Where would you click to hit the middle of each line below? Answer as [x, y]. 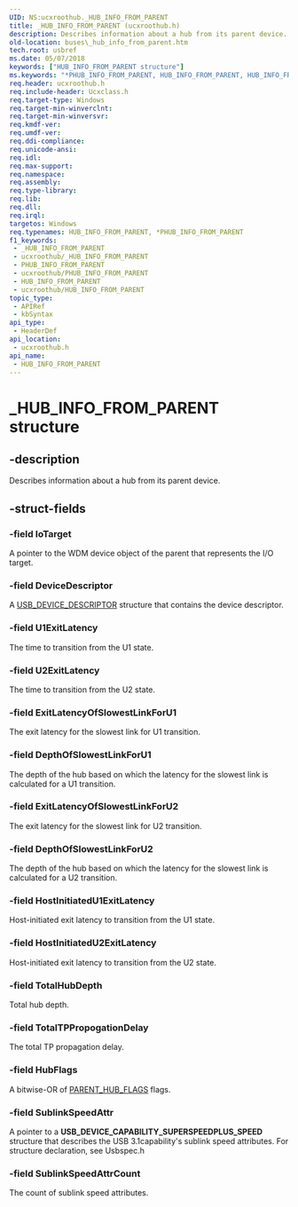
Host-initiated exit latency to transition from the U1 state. [112, 920]
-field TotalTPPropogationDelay [79, 1028]
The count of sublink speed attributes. [79, 1193]
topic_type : [31, 298]
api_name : [27, 356]
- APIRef [29, 306]
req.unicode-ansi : [43, 149]
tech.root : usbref [43, 51]
